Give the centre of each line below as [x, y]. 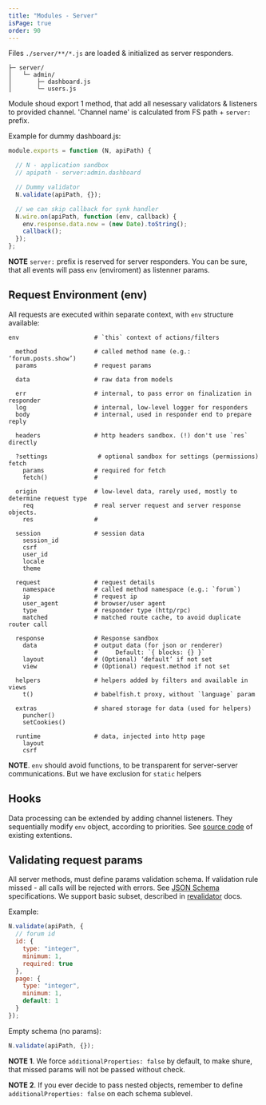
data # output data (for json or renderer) [123, 645]
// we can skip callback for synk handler [87, 209]
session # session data [80, 533]
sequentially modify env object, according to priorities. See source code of [131, 826]
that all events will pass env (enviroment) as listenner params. [109, 270]
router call [28, 624]
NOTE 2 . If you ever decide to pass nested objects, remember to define [126, 1085]
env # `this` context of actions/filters [114, 337]
